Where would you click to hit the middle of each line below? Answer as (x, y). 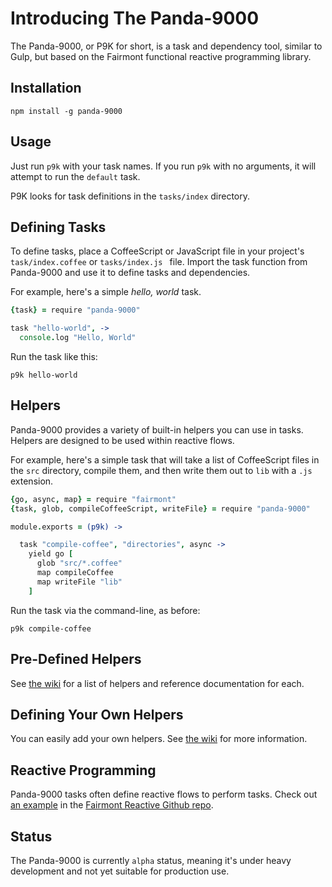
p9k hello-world (44, 375)
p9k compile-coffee (51, 628)
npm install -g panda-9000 (66, 111)
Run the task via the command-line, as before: (105, 610)
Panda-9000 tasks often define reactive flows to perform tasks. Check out (164, 794)
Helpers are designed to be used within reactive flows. (122, 440)
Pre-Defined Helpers (76, 659)
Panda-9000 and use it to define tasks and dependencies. (130, 273)
